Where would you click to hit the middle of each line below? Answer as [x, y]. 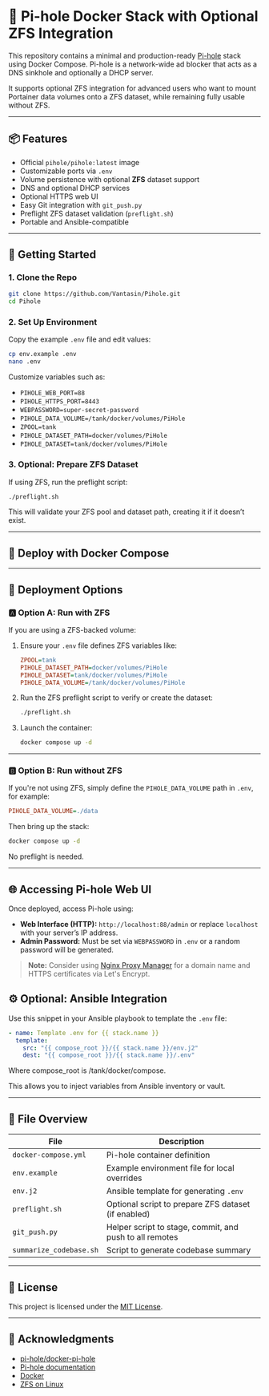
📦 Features [38, 139]
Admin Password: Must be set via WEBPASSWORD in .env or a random [130, 941]
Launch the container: [56, 728]
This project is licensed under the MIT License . [86, 1306]
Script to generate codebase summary [179, 1250]
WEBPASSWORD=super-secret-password [79, 411]
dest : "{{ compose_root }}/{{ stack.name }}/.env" [109, 1055]
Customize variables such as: [57, 377]
